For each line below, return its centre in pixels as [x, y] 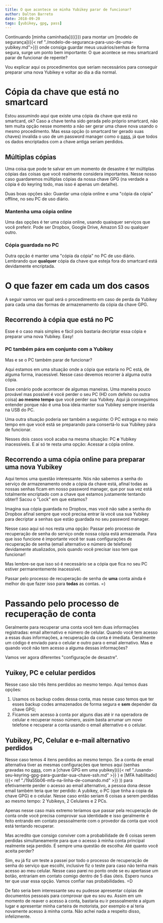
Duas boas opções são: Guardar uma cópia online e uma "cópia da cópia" [79, 194]
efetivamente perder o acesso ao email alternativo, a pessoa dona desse [78, 786]
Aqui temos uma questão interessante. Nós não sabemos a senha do [74, 479]
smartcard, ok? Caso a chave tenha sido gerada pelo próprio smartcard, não [81, 121]
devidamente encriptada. [30, 266]
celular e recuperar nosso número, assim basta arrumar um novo [77, 720]
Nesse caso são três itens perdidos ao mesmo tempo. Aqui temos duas [76, 684]
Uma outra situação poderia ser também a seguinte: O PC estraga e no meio [81, 419]
